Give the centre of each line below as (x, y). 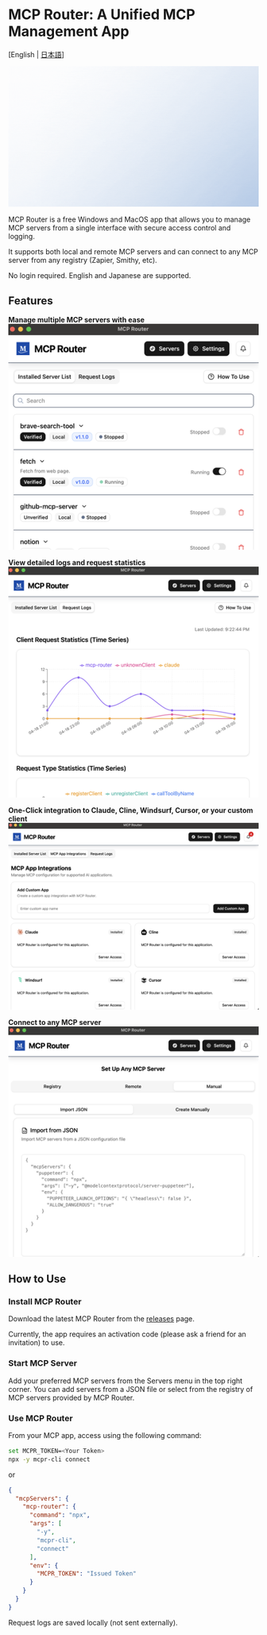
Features (31, 301)
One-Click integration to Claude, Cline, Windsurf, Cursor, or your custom (131, 810)
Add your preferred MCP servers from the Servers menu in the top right (126, 1381)
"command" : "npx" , (60, 1515)
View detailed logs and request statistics (77, 562)
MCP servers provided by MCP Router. (72, 1397)
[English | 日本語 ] (37, 54)
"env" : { (44, 1565)
